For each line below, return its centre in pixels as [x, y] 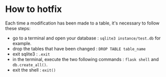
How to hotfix [34, 9]
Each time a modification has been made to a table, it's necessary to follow [82, 23]
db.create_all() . [30, 64]
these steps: [18, 28]
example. [22, 43]
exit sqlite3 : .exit [31, 54]
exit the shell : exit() [34, 70]
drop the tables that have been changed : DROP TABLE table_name [79, 48]
